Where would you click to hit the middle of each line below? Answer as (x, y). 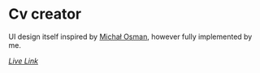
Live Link (24, 61)
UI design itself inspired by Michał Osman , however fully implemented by (130, 36)
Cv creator (45, 14)
